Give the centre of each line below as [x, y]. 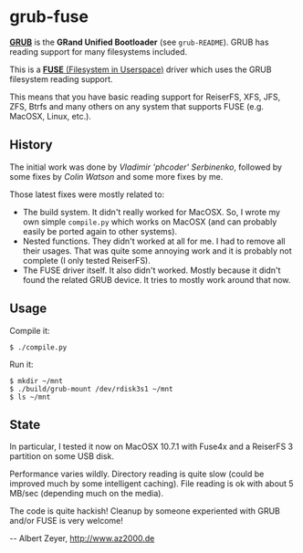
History [31, 145]
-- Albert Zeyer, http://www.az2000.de [82, 538]
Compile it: [30, 330]
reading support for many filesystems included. [99, 51]
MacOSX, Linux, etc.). [50, 116]
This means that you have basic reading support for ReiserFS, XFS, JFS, [145, 97]
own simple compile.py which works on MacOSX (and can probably [150, 222]
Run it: [21, 364]
